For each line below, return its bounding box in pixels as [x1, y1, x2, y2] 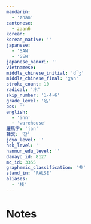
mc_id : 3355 [6, 159, 36, 165]
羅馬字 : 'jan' [6, 126, 39, 132]
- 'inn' [11, 114, 31, 120]
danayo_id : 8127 [6, 153, 47, 159]
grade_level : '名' [6, 98, 51, 104]
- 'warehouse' [11, 120, 47, 126]
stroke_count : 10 [6, 81, 50, 87]
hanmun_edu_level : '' [6, 148, 60, 154]
